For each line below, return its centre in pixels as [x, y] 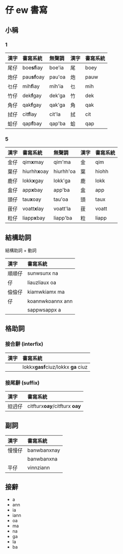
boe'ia [57, 68]
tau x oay [32, 199]
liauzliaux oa [42, 282]
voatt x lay [33, 209]
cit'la [55, 114]
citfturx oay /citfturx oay [54, 406]
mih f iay [31, 86]
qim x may [33, 162]
